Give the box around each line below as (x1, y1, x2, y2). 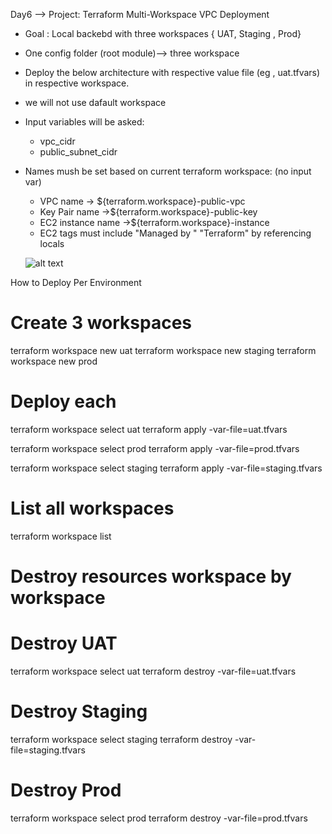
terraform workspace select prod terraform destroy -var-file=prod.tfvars (10, 812, 308, 824)
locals (39, 238, 65, 249)
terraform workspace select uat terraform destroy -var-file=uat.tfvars (10, 665, 297, 677)
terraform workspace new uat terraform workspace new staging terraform (10, 344, 317, 356)
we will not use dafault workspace (24, 97, 167, 108)
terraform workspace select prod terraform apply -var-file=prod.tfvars (10, 442, 300, 454)
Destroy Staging (10, 700, 148, 723)
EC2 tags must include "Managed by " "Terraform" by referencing (39, 227, 312, 239)
